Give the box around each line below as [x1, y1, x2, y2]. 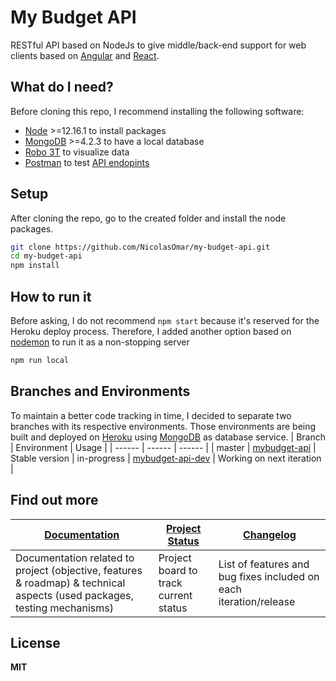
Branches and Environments [10, 383, 191, 400]
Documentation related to [15, 551, 135, 565]
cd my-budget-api [10, 251, 83, 261]
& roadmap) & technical [15, 576, 126, 590]
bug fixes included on [218, 569, 320, 583]
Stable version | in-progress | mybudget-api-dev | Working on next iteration [10, 452, 322, 464]
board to [158, 563, 198, 577]
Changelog [242, 527, 297, 541]
